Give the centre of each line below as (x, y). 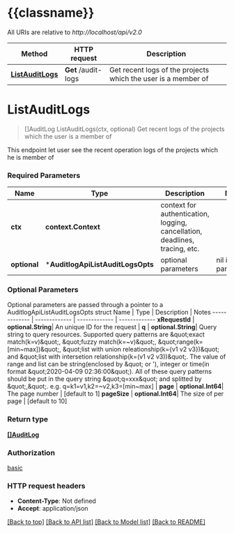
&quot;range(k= (180, 342)
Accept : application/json (53, 509)
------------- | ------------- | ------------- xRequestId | (115, 320)
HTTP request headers (46, 486)
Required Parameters (44, 175)
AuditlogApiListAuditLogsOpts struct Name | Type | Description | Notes (109, 313)
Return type (28, 419)
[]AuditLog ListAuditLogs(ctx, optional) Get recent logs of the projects (124, 129)
